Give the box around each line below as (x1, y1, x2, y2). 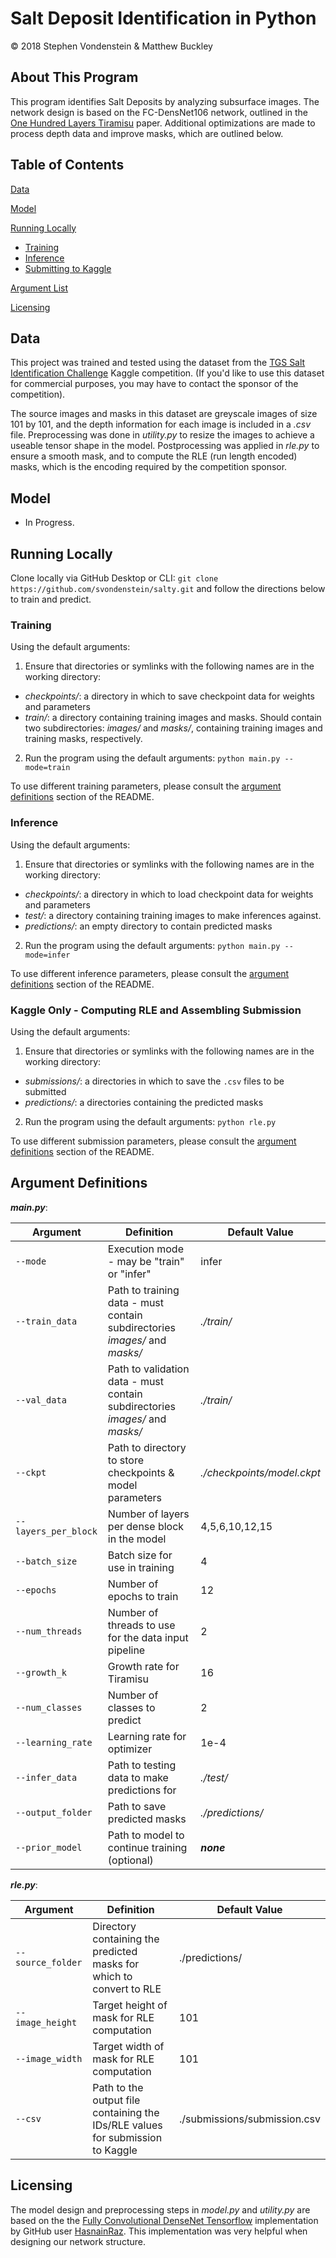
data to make (107, 1770, 169, 1784)
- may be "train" (107, 1254, 185, 1268)
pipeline (107, 1643, 146, 1657)
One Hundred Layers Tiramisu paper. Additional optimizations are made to (10, 117, 316, 129)
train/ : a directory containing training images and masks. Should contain (24, 712, 322, 724)
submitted (24, 1085, 67, 1097)
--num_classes (15, 1702, 83, 1713)
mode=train (24, 763, 71, 773)
